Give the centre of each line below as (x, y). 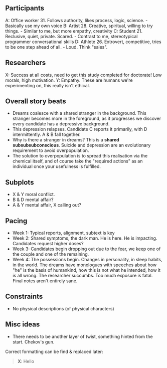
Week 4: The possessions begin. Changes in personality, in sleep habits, (87, 260)
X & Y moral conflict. (34, 195)
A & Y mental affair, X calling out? (47, 205)
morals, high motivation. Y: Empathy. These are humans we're (69, 80)
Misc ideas (23, 325)
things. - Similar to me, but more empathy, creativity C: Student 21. (74, 31)
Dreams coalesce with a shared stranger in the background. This (79, 113)
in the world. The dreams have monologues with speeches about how (85, 265)
